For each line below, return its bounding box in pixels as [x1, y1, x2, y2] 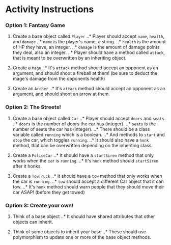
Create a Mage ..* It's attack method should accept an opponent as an [12, 65, 159, 71]
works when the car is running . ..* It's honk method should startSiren [12, 157, 159, 164]
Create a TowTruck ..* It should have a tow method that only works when [12, 173, 163, 179]
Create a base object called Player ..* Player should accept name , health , [12, 33, 164, 39]
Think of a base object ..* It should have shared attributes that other [12, 213, 155, 220]
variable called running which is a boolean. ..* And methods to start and [12, 131, 165, 138]
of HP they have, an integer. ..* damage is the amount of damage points [12, 44, 160, 50]
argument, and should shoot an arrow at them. [12, 91, 110, 97]
